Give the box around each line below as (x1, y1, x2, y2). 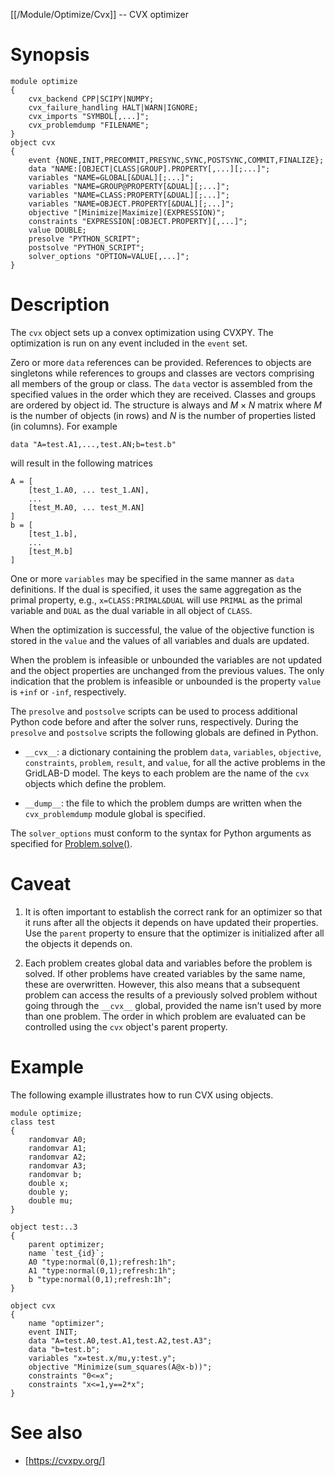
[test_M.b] (28, 546, 74, 556)
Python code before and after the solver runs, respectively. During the (10, 715, 299, 728)
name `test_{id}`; (28, 1248, 105, 1258)
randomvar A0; (28, 1134, 87, 1144)
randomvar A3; (28, 1160, 87, 1171)
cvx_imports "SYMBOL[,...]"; (28, 111, 150, 121)
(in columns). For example (10, 420, 118, 432)
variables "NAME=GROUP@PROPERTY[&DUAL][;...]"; (28, 181, 230, 191)
